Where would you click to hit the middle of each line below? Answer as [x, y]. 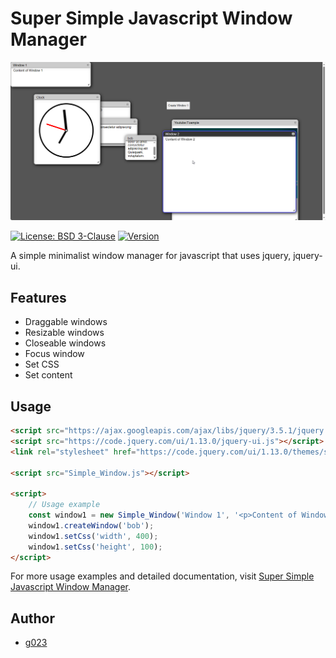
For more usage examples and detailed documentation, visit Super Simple [162, 576]
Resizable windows [64, 333]
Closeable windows [65, 343]
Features [38, 297]
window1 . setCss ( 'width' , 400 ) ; [93, 536]
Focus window [54, 354]
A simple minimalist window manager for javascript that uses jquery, [151, 256]
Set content [48, 375]
